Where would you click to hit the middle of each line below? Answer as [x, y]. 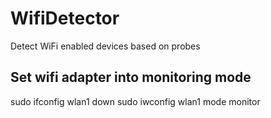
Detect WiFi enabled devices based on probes [105, 46]
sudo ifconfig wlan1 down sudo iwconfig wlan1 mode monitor [135, 101]
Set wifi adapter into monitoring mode [131, 77]
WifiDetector [65, 18]
